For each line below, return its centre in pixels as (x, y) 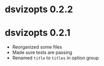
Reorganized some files (37, 47)
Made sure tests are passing (42, 53)
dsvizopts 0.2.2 (39, 9)
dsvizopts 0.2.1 (38, 33)
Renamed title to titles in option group (56, 58)
